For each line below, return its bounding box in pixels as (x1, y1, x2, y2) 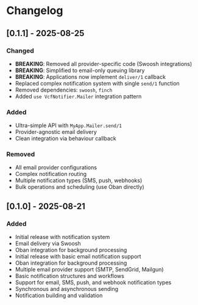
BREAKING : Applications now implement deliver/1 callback (15, 73, 166, 80)
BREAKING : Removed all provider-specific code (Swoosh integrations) (15, 60, 193, 67)
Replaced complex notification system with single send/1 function (15, 79, 180, 87)
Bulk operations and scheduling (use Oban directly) (15, 183, 144, 191)
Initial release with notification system (15, 233, 110, 241)
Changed (6, 46, 35, 55)
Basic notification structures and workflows (15, 273, 125, 280)
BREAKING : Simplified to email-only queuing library (15, 67, 145, 74)
